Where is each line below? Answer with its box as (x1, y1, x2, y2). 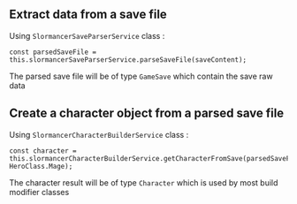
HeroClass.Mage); (9, 162, 73, 170)
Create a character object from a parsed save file (9, 106, 285, 121)
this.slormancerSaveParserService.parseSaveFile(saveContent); (9, 55, 247, 64)
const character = (9, 146, 77, 155)
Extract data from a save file (9, 7, 168, 22)
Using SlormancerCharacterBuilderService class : (9, 129, 189, 140)
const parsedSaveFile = (9, 48, 97, 57)
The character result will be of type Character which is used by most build (9, 177, 278, 188)
